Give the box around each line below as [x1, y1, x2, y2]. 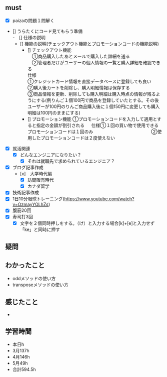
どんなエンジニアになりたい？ [19, 152, 81, 158]
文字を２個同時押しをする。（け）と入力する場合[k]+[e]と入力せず [19, 220, 155, 226]
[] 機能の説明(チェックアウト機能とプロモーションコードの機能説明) [19, 41, 159, 47]
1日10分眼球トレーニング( [12, 196, 65, 202]
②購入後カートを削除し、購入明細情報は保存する [27, 84, 130, 90]
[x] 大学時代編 [19, 171, 52, 177]
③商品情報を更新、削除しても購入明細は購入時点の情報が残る [27, 91, 156, 97]
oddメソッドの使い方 [12, 275, 56, 281]
